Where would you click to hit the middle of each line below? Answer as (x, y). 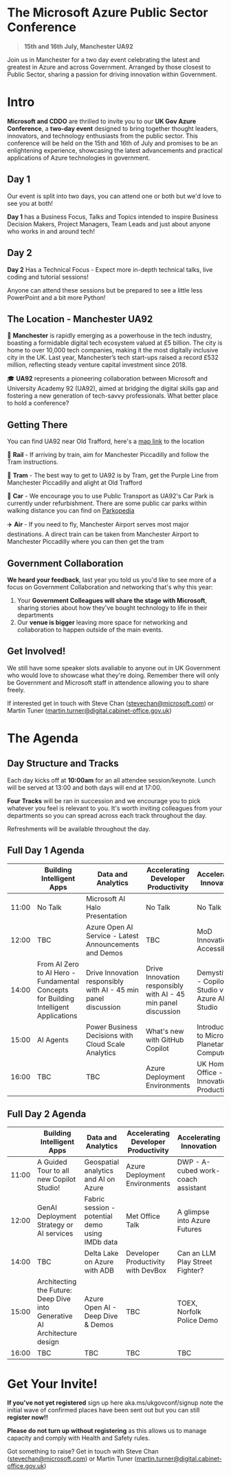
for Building (55, 998)
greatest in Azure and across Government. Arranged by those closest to (109, 67)
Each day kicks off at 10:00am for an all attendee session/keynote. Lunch (111, 780)
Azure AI (211, 998)
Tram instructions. (33, 462)
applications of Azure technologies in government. (79, 158)
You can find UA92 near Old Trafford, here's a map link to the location (106, 441)
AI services (55, 1233)
